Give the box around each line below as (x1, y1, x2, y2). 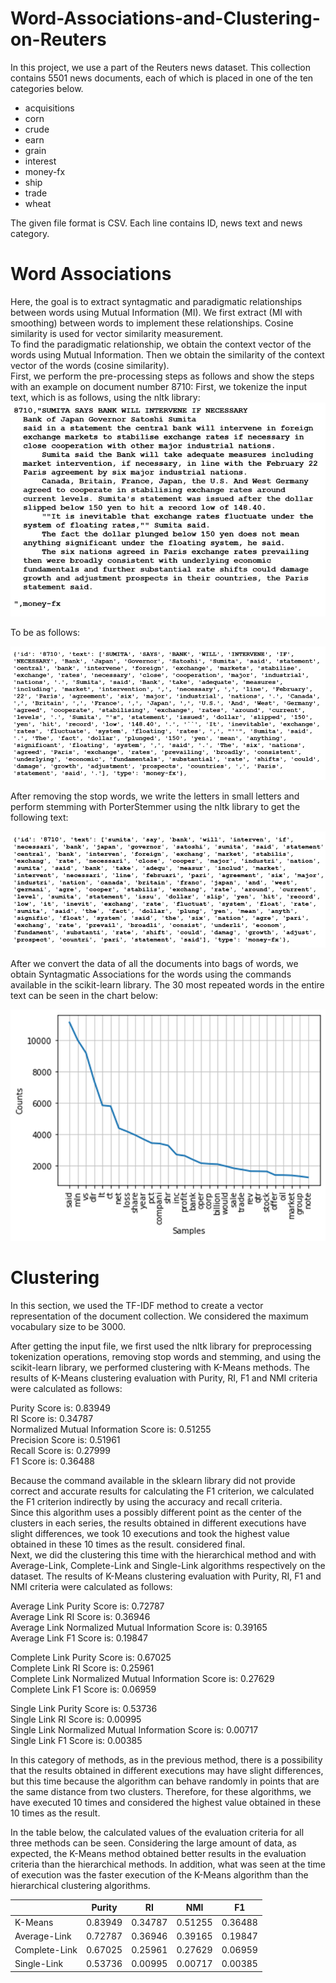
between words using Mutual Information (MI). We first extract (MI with (10, 306, 303, 318)
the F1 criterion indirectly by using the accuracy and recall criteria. (10, 1495, 283, 1507)
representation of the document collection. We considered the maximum (10, 1310, 309, 1322)
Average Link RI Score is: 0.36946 (10, 1610, 151, 1622)
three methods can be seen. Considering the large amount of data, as (10, 1837, 297, 1849)
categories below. (10, 82, 84, 94)
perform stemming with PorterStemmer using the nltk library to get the (10, 800, 301, 812)
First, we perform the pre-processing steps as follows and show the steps (10, 370, 315, 382)
